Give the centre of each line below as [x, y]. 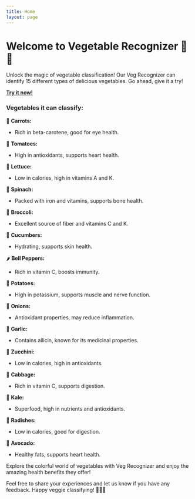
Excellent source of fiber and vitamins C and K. [71, 223]
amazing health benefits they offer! [48, 472]
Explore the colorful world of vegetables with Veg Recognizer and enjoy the [97, 465]
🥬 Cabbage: [21, 374]
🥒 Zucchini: [21, 352]
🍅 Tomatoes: [22, 143]
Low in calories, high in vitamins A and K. [64, 178]
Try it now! [20, 92]
